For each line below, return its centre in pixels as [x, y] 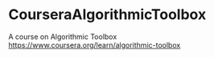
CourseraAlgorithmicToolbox [107, 15]
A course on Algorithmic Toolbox [63, 37]
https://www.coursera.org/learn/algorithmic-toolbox [95, 44]
